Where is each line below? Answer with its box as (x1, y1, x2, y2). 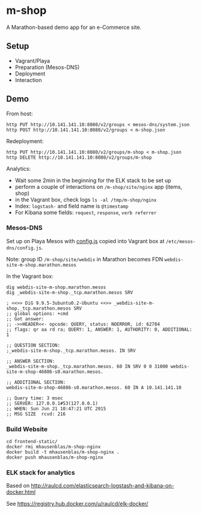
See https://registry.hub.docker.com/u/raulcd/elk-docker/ (6, 500, 149, 508)
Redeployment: (6, 137, 44, 145)
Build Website (6, 425, 48, 433)
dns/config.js (6, 245, 42, 251)
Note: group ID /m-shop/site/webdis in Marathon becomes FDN (6, 255, 164, 263)
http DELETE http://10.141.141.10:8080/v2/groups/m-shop (6, 155, 152, 161)
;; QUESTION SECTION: (6, 342, 61, 348)
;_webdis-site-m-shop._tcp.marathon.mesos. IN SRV (6, 348, 136, 354)
